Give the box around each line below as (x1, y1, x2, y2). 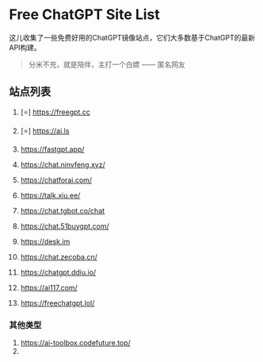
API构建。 (9, 42, 42, 52)
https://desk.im (20, 237, 71, 246)
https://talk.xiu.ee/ (20, 191, 81, 200)
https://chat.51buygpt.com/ (20, 221, 109, 231)
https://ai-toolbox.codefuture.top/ (20, 338, 131, 348)
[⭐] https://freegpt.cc (20, 107, 90, 117)
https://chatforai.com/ (20, 175, 93, 184)
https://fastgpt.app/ (20, 144, 85, 154)
